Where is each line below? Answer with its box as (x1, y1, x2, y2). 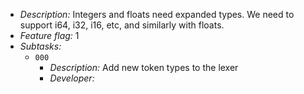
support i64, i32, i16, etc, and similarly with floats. (19, 19, 225, 31)
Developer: (49, 72, 95, 84)
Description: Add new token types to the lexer (49, 62, 239, 73)
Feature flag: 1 (19, 30, 80, 41)
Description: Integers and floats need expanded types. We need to (19, 9, 295, 20)
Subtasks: (19, 40, 62, 52)
